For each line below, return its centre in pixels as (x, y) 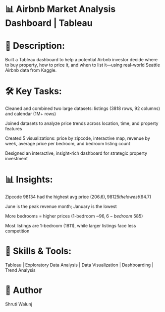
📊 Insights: (29, 180)
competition (17, 231)
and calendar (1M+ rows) (30, 114)
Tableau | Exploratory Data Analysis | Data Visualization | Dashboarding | (79, 265)
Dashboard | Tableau (49, 23)
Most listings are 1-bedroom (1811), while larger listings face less (71, 226)
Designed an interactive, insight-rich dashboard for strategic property (76, 153)
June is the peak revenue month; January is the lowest (61, 206)
